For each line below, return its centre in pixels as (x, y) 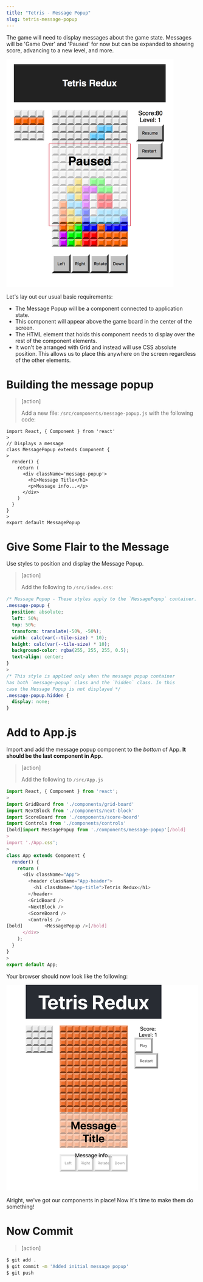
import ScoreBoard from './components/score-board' (73, 817)
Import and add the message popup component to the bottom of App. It (96, 750)
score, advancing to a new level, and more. (60, 50)
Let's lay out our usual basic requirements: (60, 296)
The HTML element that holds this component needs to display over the (105, 334)
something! (20, 1207)
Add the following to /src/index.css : (67, 587)
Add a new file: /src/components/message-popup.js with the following (107, 413)
